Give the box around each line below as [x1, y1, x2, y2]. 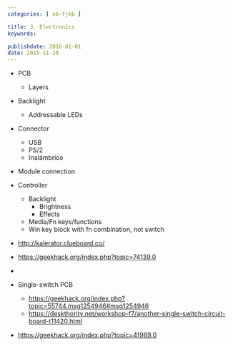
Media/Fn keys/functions [28, 218, 102, 226]
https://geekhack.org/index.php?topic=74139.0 [17, 253, 157, 261]
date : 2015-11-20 [7, 49, 59, 57]
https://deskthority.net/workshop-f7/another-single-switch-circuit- [28, 310, 226, 318]
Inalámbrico [28, 153, 64, 162]
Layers [28, 83, 49, 91]
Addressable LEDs [28, 111, 84, 119]
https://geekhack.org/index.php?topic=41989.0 [17, 331, 157, 340]
